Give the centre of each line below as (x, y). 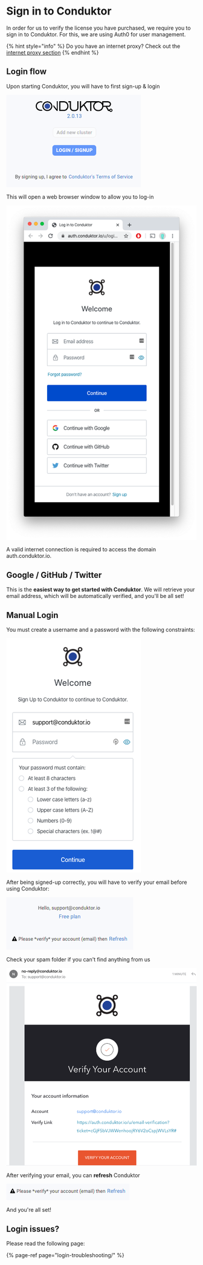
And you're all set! (29, 1210)
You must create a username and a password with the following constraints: (101, 630)
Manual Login (32, 615)
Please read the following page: (46, 1244)
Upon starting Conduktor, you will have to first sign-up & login (83, 86)
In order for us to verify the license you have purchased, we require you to (99, 28)
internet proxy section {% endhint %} (53, 52)
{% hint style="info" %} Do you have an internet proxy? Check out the (93, 46)
